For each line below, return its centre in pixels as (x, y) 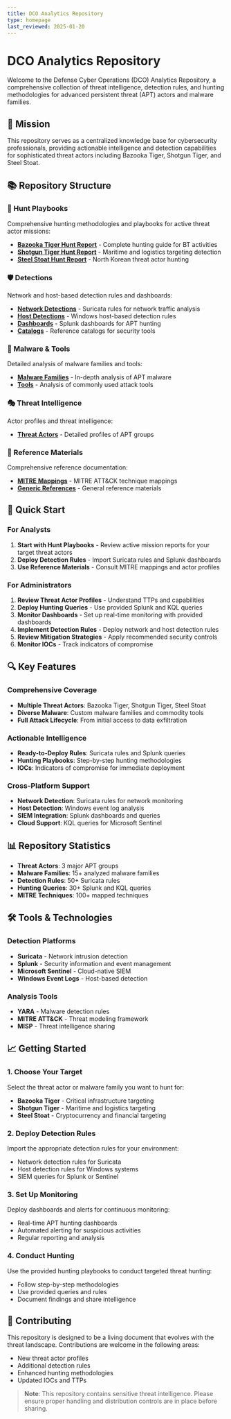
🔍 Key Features (41, 667)
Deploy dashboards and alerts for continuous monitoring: (89, 1210)
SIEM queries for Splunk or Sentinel (68, 1177)
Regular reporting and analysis (61, 1238)
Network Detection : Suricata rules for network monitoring (100, 801)
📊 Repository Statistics (59, 846)
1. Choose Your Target (45, 1072)
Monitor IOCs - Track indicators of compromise (85, 644)
